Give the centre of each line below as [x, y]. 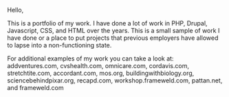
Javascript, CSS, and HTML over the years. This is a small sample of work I [113, 31]
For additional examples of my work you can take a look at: [90, 58]
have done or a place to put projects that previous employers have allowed [113, 38]
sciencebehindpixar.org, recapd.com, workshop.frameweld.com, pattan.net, [115, 80]
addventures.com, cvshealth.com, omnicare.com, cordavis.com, [98, 66]
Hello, [15, 10]
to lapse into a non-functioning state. [59, 45]
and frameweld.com [35, 88]
